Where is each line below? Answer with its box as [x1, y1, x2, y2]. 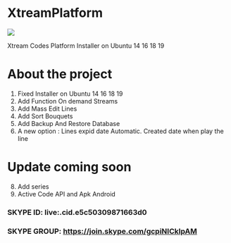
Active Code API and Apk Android [17, 189, 116, 198]
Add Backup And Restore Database [17, 119, 120, 127]
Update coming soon [7, 159, 132, 175]
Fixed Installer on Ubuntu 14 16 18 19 [17, 89, 123, 98]
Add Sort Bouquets [17, 111, 73, 120]
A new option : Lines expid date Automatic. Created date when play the [17, 127, 224, 135]
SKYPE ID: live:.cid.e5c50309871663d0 [7, 207, 147, 217]
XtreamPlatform [7, 5, 104, 21]
